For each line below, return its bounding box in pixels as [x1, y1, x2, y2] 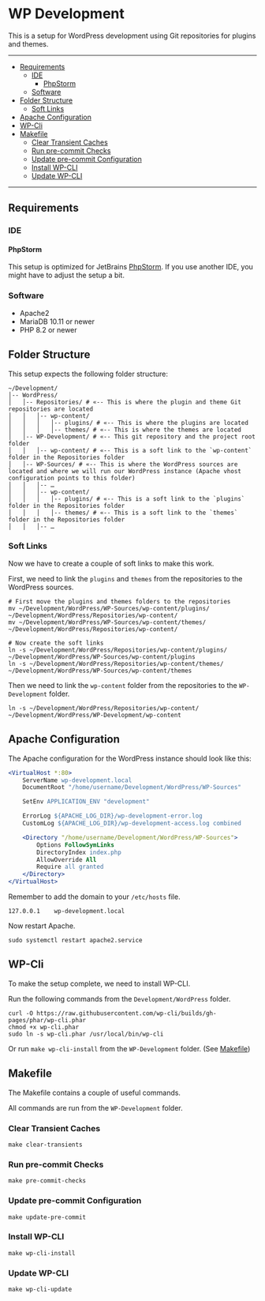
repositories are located [8, 404, 93, 413]
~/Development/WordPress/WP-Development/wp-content [8, 711, 181, 719]
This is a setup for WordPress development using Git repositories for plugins [8, 31, 256, 40]
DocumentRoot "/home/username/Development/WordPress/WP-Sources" [22, 784, 242, 792]
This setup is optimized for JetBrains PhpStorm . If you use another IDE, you [8, 262, 254, 272]
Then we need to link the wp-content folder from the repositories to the [8, 680, 238, 690]
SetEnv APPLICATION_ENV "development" [22, 798, 150, 806]
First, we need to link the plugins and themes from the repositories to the [8, 573, 243, 583]
